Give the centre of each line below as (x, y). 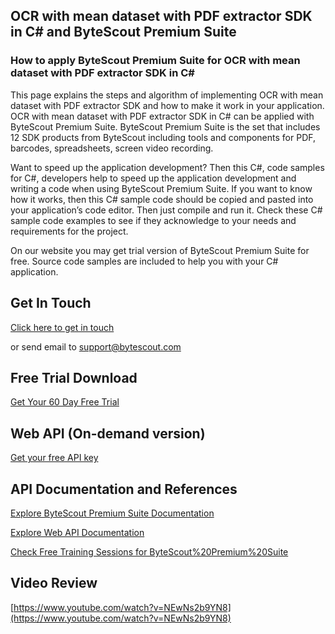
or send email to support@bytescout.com (96, 346)
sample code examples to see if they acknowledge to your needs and (153, 220)
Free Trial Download (74, 377)
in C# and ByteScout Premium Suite (123, 32)
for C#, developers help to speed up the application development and (153, 178)
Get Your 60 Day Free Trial (65, 402)
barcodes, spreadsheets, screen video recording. (112, 148)
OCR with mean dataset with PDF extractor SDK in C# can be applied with (162, 116)
